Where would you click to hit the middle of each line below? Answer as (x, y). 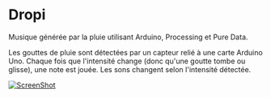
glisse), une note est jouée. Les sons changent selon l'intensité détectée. (130, 69)
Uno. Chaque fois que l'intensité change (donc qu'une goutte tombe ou (127, 61)
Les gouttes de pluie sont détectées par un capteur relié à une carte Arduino (135, 52)
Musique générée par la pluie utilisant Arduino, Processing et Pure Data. (128, 37)
